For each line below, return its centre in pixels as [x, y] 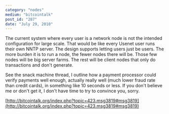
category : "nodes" [25, 10]
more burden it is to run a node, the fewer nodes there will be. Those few [81, 54]
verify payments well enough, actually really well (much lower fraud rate [80, 80]
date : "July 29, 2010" [29, 24]
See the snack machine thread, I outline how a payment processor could [81, 75]
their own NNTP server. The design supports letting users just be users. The [85, 49]
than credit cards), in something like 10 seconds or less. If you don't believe [84, 86]
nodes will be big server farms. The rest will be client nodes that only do [80, 60]
